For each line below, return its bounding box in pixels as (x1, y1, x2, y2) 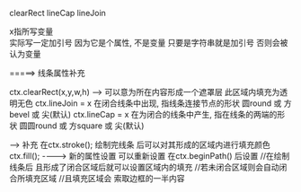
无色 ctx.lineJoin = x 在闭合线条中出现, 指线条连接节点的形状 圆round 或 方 (16, 98, 292, 109)
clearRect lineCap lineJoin (9, 8, 106, 18)
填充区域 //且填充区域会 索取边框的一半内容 (24, 173, 185, 183)
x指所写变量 (9, 26, 54, 37)
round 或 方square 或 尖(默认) (34, 120, 145, 131)
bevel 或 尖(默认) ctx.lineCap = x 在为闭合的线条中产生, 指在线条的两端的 (9, 109, 278, 119)
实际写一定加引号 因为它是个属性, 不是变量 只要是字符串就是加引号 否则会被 (9, 38, 288, 48)
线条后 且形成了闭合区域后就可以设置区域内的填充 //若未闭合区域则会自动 (9, 161, 279, 172)
